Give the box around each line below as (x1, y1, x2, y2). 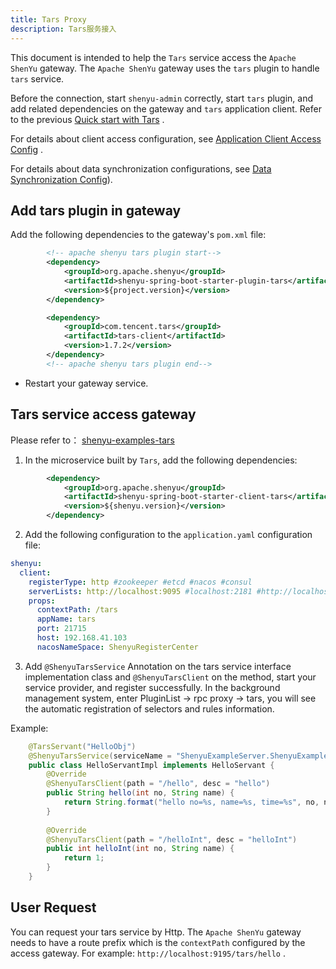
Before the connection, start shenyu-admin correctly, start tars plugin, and (10, 92, 314, 104)
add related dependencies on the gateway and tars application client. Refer (10, 102, 322, 115)
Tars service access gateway (10, 406, 197, 423)
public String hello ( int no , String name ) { (46, 788, 235, 798)
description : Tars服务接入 (10, 24, 117, 34)
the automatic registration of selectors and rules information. (24, 702, 275, 715)
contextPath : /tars (36, 605, 118, 615)
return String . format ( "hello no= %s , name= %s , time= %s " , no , (63, 797, 320, 807)
